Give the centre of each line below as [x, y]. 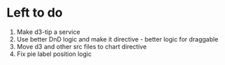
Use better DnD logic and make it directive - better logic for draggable [117, 39]
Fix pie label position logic [54, 54]
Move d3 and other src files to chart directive [82, 46]
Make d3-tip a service [49, 32]
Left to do [35, 13]
